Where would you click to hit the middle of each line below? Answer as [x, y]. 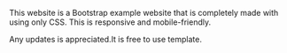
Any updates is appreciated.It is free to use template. [105, 39]
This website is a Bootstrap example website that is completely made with [144, 13]
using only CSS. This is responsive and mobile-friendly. [110, 22]
